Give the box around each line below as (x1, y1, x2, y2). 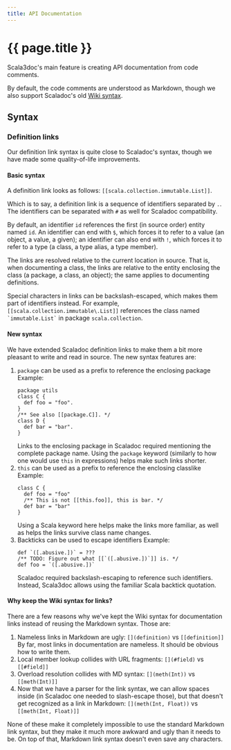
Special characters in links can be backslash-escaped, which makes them (7, 292, 218, 300)
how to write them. (17, 647, 71, 656)
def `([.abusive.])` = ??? (17, 549, 95, 556)
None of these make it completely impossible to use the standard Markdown (7, 719, 225, 728)
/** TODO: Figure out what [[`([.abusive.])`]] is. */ (17, 555, 179, 562)
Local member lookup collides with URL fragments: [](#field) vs (17, 655, 204, 663)
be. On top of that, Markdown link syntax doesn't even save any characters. (7, 735, 223, 743)
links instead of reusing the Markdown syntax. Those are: (7, 619, 171, 628)
